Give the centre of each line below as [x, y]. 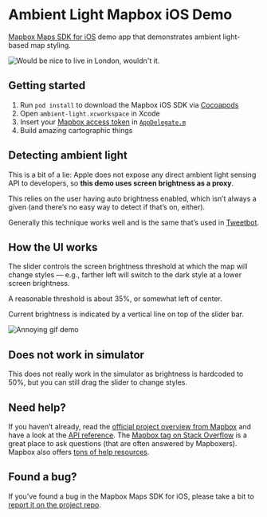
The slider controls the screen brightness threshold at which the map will [128, 266]
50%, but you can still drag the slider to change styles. [98, 382]
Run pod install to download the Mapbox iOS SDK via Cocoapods [129, 104]
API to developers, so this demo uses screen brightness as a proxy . [121, 183]
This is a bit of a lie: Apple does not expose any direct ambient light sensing [132, 174]
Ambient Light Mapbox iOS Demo [120, 15]
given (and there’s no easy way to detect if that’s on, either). [107, 207]
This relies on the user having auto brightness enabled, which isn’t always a [132, 198]
